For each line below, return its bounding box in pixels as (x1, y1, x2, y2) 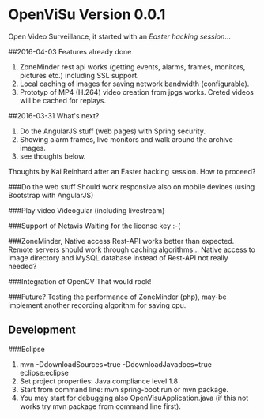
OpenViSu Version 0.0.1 (8, 6, 166, 24)
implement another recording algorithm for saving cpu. (8, 300, 187, 309)
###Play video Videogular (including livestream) (8, 205, 165, 215)
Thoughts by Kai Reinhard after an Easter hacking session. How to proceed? (8, 166, 256, 176)
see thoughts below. (19, 152, 86, 161)
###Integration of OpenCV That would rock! (8, 276, 152, 286)
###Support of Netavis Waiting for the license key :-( (8, 221, 181, 230)
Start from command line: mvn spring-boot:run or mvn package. (19, 384, 229, 394)
